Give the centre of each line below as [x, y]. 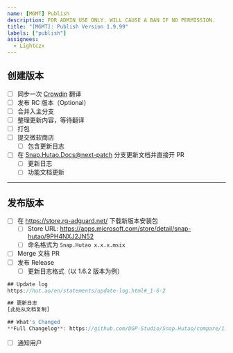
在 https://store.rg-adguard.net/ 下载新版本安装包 [87, 221]
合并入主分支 [35, 111]
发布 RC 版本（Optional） [53, 102]
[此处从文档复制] [28, 310]
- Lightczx [29, 46]
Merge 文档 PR [38, 254]
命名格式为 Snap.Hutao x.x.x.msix [76, 245]
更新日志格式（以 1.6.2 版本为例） [75, 271]
